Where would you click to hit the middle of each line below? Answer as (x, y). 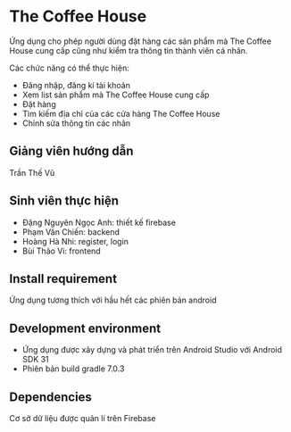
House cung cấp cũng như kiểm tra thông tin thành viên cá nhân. (129, 50)
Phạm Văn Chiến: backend (71, 232)
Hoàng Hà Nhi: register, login (75, 241)
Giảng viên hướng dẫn (71, 151)
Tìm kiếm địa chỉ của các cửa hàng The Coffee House (121, 113)
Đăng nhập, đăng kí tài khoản (76, 85)
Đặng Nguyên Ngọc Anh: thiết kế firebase (99, 222)
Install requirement (63, 278)
